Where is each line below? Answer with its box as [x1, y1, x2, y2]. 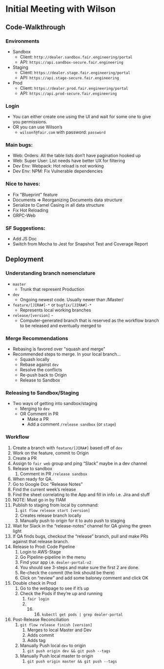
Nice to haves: [5, 180, 41, 187]
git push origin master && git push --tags [27, 659, 117, 664]
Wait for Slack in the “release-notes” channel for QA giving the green [12, 523, 151, 528]
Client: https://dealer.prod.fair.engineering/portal [20, 85, 128, 91]
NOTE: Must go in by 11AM [12, 497, 66, 502]
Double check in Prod [12, 580, 57, 586]
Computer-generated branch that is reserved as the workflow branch [20, 317, 159, 323]
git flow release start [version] [20, 508, 90, 513]
